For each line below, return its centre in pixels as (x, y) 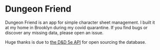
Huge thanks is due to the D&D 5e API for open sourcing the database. (76, 42)
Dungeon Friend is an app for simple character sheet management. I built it (80, 22)
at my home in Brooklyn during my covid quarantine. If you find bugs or (76, 27)
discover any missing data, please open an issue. (54, 33)
